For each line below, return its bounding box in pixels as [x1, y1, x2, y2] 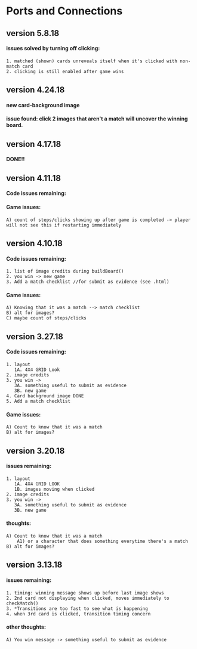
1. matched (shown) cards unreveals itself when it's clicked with [6, 58, 178, 64]
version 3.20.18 [6, 445, 65, 456]
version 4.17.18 [6, 139, 61, 149]
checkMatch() [6, 600, 39, 606]
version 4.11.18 [6, 173, 61, 183]
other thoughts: [6, 623, 47, 630]
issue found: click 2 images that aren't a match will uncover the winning [6, 115, 188, 122]
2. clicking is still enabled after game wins [6, 68, 124, 74]
